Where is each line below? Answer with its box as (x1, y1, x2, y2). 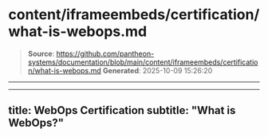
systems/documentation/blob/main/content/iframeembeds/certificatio (27, 57, 258, 67)
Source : (27, 49, 55, 58)
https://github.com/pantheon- (56, 49, 155, 58)
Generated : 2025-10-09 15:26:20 (102, 65, 213, 75)
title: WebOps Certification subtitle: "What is (8, 104, 236, 117)
